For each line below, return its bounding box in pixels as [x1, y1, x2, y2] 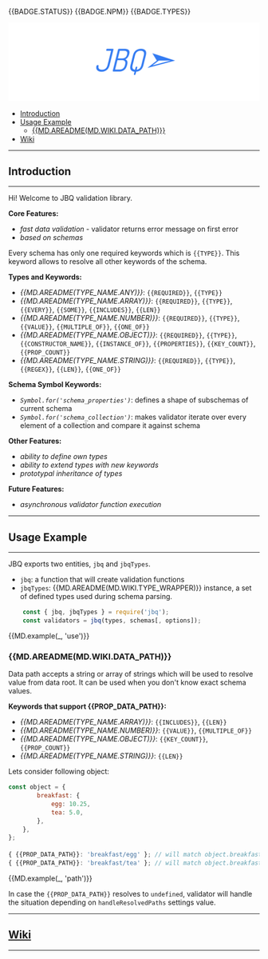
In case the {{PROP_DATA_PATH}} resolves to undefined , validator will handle [8, 889, 253, 898]
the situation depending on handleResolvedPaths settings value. [8, 897, 216, 907]
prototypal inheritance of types [19, 469, 123, 478]
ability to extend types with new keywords [19, 460, 160, 470]
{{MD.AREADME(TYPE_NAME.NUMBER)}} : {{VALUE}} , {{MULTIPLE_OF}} [19, 725, 253, 735]
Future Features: [8, 484, 65, 494]
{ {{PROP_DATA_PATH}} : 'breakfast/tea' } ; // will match [8, 859, 202, 867]
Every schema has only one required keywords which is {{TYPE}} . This [8, 248, 240, 258]
